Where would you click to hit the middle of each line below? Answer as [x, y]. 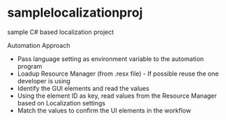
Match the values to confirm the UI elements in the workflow [104, 110]
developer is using [44, 80]
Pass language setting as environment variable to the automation [111, 59]
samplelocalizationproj [75, 13]
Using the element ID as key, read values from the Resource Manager [117, 96]
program [30, 66]
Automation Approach [39, 45]
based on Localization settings [61, 103]
